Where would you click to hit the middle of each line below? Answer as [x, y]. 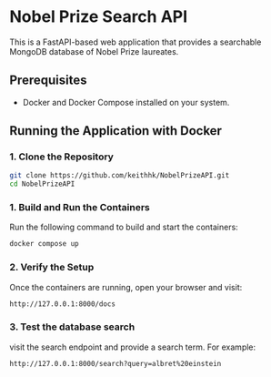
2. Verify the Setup [52, 268]
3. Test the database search [72, 327]
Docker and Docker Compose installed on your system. [126, 102]
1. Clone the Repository [61, 157]
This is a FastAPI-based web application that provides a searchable [135, 42]
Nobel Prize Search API [99, 17]
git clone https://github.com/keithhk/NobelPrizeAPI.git [120, 176]
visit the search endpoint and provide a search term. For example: [133, 347]
